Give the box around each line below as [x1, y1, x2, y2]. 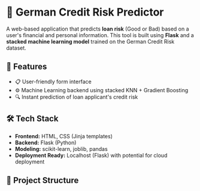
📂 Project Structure [6, 175, 79, 185]
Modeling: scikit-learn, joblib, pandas [14, 145, 108, 152]
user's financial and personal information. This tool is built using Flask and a [6, 31, 195, 38]
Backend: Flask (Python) [14, 139, 77, 146]
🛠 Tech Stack [6, 114, 59, 124]
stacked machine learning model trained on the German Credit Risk [6, 38, 175, 45]
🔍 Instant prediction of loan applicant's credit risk [14, 93, 138, 101]
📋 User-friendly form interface [14, 78, 92, 85]
